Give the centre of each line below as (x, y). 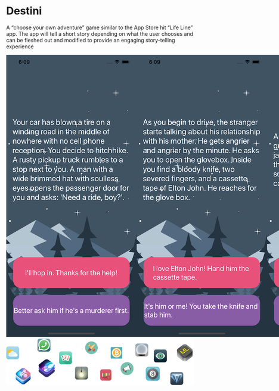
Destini (24, 11)
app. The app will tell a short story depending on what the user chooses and (100, 33)
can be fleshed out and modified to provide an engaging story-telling (91, 40)
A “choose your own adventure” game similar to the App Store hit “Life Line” (100, 27)
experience (20, 46)
